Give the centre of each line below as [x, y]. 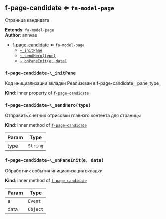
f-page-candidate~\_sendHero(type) [48, 105]
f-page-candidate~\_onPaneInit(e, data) [55, 160]
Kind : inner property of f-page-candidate [47, 93]
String [36, 146]
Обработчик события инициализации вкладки [54, 170]
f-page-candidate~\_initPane [41, 73]
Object [36, 209]
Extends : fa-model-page [30, 30]
